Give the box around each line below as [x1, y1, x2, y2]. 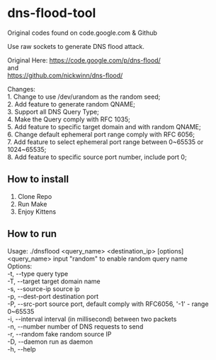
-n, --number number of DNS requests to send [7, 322, 144, 331]
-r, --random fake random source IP [7, 329, 112, 338]
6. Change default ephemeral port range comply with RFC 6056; [7, 130, 195, 138]
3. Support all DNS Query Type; [7, 107, 99, 116]
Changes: [7, 84, 35, 93]
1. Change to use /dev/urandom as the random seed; [7, 92, 161, 101]
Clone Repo [17, 192, 52, 200]
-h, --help [7, 344, 36, 353]
